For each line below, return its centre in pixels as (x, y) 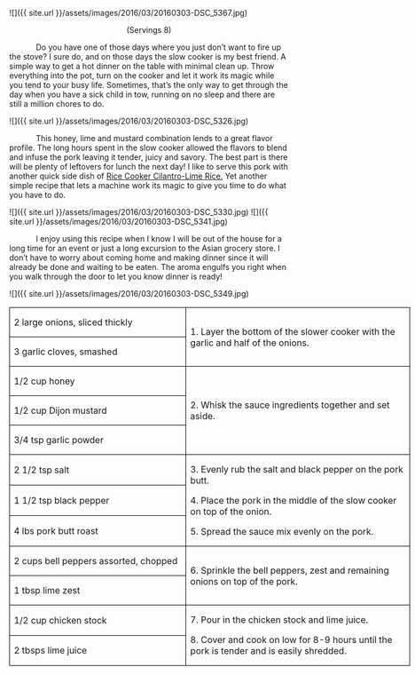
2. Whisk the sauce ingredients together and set (290, 405)
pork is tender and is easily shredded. (269, 651)
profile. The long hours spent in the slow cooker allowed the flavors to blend (149, 147)
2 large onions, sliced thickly (73, 322)
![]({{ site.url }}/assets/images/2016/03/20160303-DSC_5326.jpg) (129, 121)
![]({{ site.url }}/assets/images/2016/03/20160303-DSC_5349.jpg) (129, 294)
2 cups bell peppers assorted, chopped (96, 561)
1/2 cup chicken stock (60, 620)
